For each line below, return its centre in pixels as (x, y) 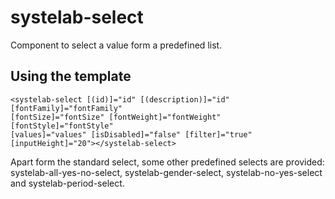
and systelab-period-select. (67, 183)
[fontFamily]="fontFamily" (66, 108)
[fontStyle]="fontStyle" (62, 126)
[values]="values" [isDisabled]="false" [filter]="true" (131, 134)
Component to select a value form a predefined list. (116, 45)
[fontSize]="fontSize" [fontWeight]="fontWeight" (116, 117)
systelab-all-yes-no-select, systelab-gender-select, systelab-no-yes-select (166, 172)
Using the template (71, 76)
